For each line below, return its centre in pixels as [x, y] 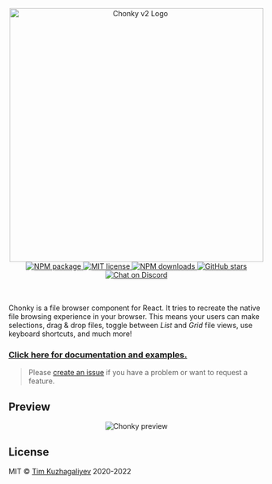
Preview [30, 406]
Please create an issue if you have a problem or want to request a [138, 373]
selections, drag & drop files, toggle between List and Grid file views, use [131, 325]
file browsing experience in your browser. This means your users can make [134, 316]
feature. [41, 381]
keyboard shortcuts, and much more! [70, 334]
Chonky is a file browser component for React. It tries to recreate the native [134, 308]
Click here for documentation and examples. [98, 355]
